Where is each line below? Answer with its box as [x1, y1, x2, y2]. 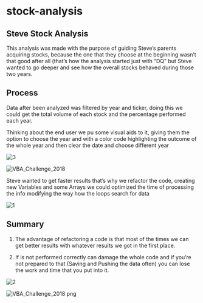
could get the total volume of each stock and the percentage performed [6, 111, 187, 118]
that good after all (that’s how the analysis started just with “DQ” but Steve [6, 58, 192, 64]
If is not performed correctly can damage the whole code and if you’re [15, 253, 191, 260]
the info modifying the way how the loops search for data [6, 189, 150, 197]
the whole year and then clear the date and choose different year [6, 141, 169, 149]
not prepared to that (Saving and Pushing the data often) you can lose [15, 260, 190, 267]
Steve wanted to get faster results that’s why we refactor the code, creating [6, 177, 196, 184]
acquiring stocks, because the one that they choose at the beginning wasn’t [6, 51, 196, 58]
